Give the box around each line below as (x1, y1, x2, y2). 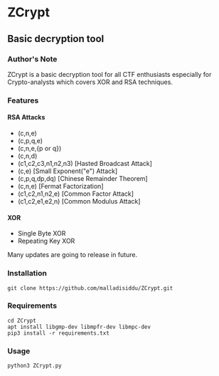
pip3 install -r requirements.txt (7, 329, 110, 337)
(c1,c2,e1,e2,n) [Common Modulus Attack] (17, 197, 141, 205)
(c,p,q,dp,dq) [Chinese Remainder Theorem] (17, 174, 148, 182)
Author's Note (7, 54, 58, 64)
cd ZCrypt (7, 317, 37, 324)
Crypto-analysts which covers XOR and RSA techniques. (7, 78, 173, 86)
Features (7, 95, 39, 105)
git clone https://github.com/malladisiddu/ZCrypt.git (7, 284, 173, 292)
